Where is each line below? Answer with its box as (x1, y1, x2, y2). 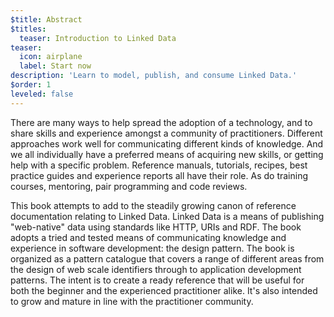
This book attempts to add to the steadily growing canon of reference (10, 199, 297, 211)
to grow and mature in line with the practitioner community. (10, 295, 254, 307)
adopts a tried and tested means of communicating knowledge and (10, 231, 287, 243)
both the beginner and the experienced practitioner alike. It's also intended (10, 284, 318, 296)
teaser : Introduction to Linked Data (19, 33, 177, 43)
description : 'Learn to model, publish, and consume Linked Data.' (10, 71, 298, 81)
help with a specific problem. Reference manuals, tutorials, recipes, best (10, 159, 308, 171)
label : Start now (19, 61, 92, 71)
